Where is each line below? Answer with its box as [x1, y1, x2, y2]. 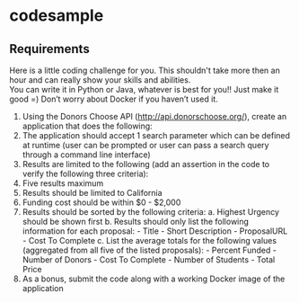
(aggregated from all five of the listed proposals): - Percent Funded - [22, 244, 277, 255]
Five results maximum [22, 178, 104, 189]
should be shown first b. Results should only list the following [22, 217, 250, 226]
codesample [9, 5, 104, 26]
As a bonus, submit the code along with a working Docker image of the [22, 273, 286, 284]
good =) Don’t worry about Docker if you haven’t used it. [9, 93, 218, 104]
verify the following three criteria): [22, 168, 149, 179]
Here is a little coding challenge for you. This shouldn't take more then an [9, 65, 280, 75]
